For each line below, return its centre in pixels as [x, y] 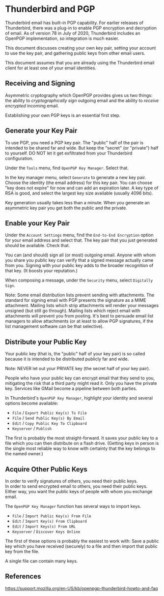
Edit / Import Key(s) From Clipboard [49, 521]
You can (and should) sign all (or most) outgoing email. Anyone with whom [81, 255]
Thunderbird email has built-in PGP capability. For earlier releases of [74, 23]
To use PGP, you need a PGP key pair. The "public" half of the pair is [74, 142]
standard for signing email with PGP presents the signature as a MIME [76, 300]
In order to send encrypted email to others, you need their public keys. [76, 486]
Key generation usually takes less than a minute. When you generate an [77, 202]
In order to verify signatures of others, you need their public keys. [71, 481]
